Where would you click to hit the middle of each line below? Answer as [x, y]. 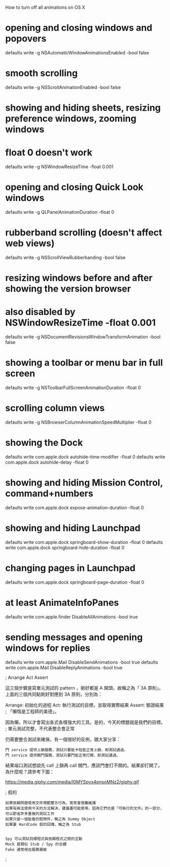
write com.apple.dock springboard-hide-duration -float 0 [65, 548]
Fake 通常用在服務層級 [26, 849]
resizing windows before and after [79, 278]
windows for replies [48, 648]
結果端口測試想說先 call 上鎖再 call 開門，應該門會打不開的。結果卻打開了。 [84, 765]
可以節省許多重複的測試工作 [30, 814]
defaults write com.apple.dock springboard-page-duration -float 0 [75, 582]
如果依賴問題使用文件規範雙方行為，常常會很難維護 [51, 803]
